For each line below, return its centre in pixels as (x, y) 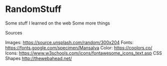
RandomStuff (33, 9)
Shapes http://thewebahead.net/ (39, 58)
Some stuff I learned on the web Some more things (57, 23)
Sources (14, 32)
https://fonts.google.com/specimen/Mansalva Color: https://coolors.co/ (79, 47)
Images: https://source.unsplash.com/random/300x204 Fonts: (69, 42)
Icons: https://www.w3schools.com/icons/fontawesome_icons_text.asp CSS (84, 53)
